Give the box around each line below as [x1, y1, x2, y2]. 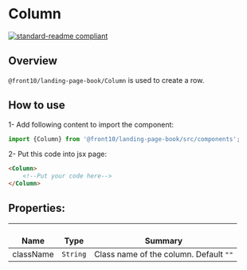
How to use [8, 99, 65, 112]
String [61, 249, 87, 259]
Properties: [8, 202, 65, 215]
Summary [144, 235, 183, 246]
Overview [8, 54, 58, 68]
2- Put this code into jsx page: [8, 149, 108, 159]
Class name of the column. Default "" [94, 248, 233, 260]
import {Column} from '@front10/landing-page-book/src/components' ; [8, 135, 241, 143]
